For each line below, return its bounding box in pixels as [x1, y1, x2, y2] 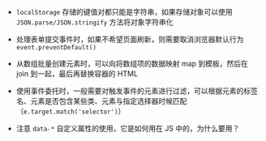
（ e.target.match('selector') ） [15, 106, 126, 116]
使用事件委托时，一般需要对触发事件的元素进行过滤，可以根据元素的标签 [15, 86, 258, 96]
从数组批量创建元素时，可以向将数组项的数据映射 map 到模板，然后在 [15, 59, 249, 68]
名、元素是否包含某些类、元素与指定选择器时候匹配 [15, 96, 187, 105]
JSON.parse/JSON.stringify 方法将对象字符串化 [15, 17, 174, 27]
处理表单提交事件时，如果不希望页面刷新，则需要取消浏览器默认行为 [15, 35, 244, 44]
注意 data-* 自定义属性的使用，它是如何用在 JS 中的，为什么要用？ [15, 124, 240, 133]
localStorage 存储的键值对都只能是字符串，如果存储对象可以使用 [15, 7, 233, 16]
